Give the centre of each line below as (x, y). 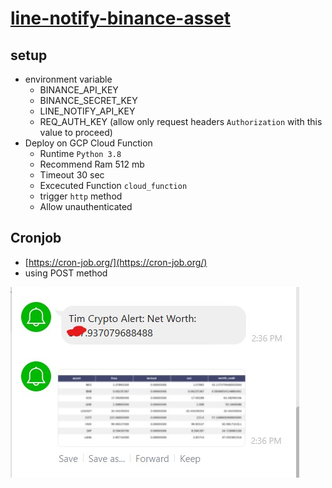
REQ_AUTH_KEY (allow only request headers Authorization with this (181, 121)
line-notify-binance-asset (120, 18)
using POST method (66, 273)
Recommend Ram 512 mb (92, 164)
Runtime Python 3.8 (80, 153)
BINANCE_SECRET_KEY (88, 100)
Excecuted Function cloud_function (113, 185)
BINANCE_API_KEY (79, 90)
